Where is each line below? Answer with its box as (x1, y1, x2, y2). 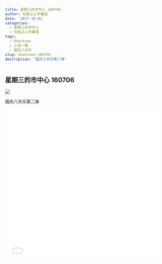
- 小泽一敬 (9, 43, 29, 48)
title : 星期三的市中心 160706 (5, 7, 61, 12)
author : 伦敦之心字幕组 (5, 12, 48, 16)
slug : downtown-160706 (5, 52, 51, 57)
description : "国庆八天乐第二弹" (5, 57, 67, 62)
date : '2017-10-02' (5, 16, 45, 21)
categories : (5, 20, 29, 26)
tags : (5, 34, 16, 39)
